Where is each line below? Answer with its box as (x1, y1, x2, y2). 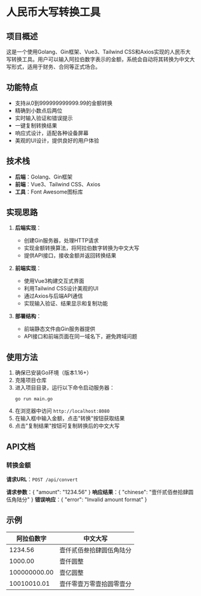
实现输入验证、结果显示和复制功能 (23, 300, 108, 307)
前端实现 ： (14, 265, 42, 272)
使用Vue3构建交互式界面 (23, 277, 85, 285)
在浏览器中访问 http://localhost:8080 (14, 407, 110, 415)
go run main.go (14, 396, 53, 402)
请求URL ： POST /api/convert (6, 476, 78, 483)
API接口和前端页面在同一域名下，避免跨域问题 (23, 333, 138, 340)
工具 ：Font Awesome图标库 (14, 188, 83, 195)
